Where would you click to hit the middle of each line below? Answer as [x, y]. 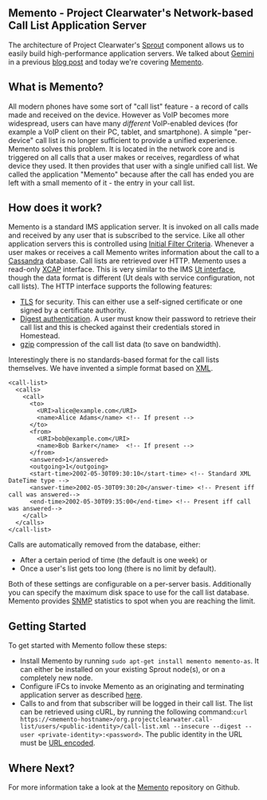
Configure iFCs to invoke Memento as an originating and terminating [132, 687]
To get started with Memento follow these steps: [88, 646]
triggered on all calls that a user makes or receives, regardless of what [124, 157]
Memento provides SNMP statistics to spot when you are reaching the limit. [132, 601]
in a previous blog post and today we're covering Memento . [106, 62]
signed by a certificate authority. [73, 310]
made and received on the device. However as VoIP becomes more [119, 114]
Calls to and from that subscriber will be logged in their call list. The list [136, 703]
